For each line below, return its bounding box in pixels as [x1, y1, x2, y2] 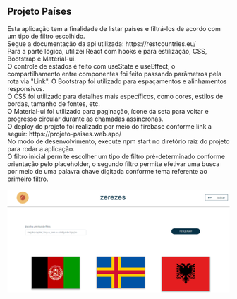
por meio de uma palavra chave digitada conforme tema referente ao [7, 167, 208, 175]
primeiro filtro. [7, 175, 49, 183]
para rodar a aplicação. [7, 144, 75, 153]
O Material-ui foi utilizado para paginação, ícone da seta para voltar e [7, 107, 209, 115]
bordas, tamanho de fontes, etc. [7, 99, 101, 108]
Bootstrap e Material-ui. [7, 54, 76, 63]
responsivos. [7, 84, 45, 93]
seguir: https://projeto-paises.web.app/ [7, 129, 122, 138]
